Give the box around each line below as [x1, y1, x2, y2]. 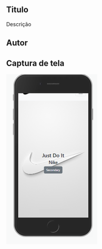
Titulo [6, 5, 29, 15]
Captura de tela [6, 58, 64, 68]
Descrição [6, 20, 32, 27]
